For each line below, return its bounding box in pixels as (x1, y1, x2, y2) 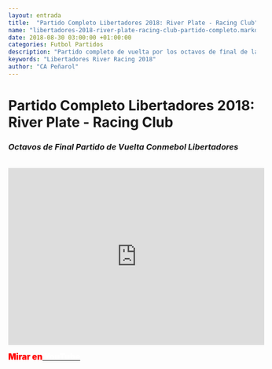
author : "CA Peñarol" (8, 63, 79, 71)
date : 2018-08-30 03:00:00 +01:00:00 (8, 33, 132, 42)
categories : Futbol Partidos (8, 41, 104, 49)
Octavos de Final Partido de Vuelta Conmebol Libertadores (8, 141, 239, 152)
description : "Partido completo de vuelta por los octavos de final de (8, 48, 248, 56)
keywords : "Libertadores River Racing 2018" (8, 56, 156, 64)
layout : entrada (8, 11, 61, 20)
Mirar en (8, 352, 43, 363)
